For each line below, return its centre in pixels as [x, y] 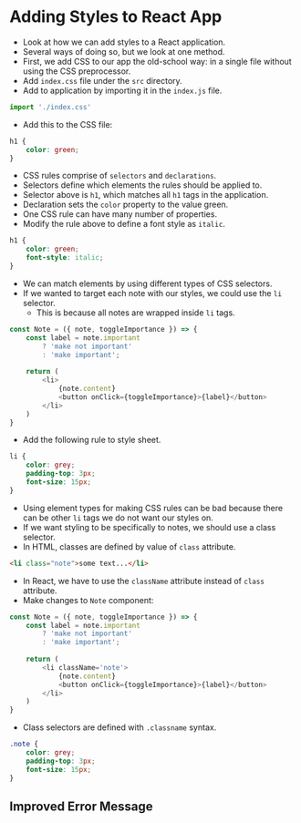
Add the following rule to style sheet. [92, 440]
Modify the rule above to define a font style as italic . [124, 224]
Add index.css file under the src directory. [102, 80]
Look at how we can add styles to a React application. [124, 42]
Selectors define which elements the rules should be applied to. [142, 185]
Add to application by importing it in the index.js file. [122, 90]
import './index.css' [51, 107]
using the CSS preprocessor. [77, 71]
